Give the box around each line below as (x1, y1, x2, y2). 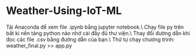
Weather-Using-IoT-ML (6, 4, 122, 18)
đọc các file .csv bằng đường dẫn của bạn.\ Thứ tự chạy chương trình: (6, 36, 175, 43)
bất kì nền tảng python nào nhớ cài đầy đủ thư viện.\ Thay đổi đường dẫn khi (6, 29, 190, 36)
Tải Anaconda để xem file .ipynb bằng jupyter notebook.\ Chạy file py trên (6, 23, 184, 30)
